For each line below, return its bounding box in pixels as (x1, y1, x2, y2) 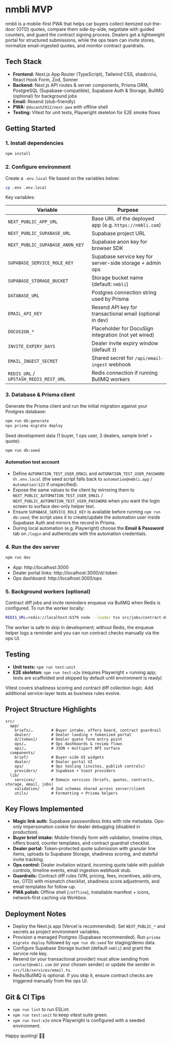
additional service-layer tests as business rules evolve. (5, 690, 121, 696)
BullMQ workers (91, 376, 131, 383)
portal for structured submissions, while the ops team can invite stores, (5, 37, 155, 43)
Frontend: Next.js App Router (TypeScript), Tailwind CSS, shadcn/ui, (12, 71, 158, 77)
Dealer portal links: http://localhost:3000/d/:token (12, 570, 118, 576)
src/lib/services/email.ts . (12, 967, 72, 973)
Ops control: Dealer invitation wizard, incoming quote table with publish (12, 862, 165, 868)
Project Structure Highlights (5, 705, 97, 714)
